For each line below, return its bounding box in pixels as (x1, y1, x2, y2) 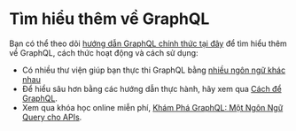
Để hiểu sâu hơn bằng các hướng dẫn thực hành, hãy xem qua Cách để (21, 83, 282, 94)
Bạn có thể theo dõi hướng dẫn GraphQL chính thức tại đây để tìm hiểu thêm (9, 38, 288, 49)
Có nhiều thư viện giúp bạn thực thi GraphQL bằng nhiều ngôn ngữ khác (21, 65, 286, 75)
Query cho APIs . (21, 112, 82, 122)
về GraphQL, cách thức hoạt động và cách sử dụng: (9, 47, 199, 58)
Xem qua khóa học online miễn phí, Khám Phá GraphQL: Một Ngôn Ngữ (21, 102, 284, 112)
